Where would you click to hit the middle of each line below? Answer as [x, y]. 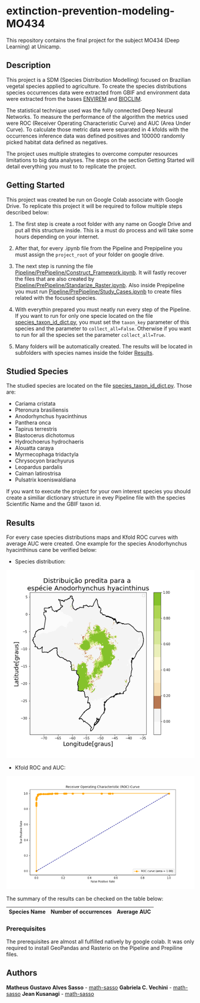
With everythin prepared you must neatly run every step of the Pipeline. [103, 309]
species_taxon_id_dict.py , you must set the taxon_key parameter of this [102, 322]
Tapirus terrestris [36, 429]
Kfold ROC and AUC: [40, 768]
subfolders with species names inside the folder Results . [84, 352]
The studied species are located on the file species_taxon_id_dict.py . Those [99, 386]
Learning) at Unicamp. [34, 47]
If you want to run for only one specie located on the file [84, 315]
